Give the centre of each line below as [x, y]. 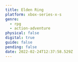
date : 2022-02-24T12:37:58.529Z [39, 51]
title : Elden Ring [24, 10]
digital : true [20, 38]
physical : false [22, 33]
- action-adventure [30, 28]
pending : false [21, 47]
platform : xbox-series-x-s [33, 14]
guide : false [19, 42]
